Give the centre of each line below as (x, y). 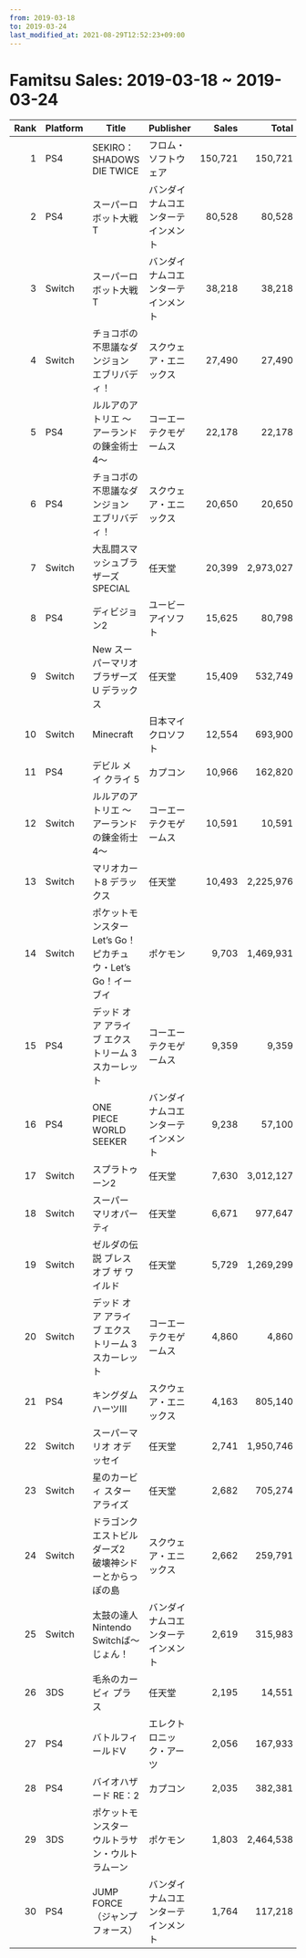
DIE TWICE (116, 172)
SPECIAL (111, 588)
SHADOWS (116, 160)
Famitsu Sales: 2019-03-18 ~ (121, 80)
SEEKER (110, 1141)
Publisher (170, 129)
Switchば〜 (116, 1640)
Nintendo (112, 1628)
